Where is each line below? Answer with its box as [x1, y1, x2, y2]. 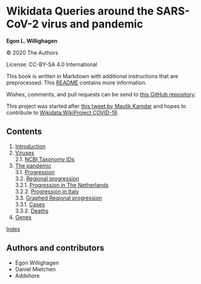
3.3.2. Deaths [15, 207, 49, 214]
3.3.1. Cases [15, 200, 45, 208]
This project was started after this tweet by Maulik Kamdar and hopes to [6, 102, 186, 110]
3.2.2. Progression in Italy [15, 188, 79, 195]
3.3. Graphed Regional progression [15, 194, 102, 201]
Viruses [15, 149, 35, 156]
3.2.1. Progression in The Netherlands [15, 181, 109, 189]
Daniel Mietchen [15, 265, 56, 272]
